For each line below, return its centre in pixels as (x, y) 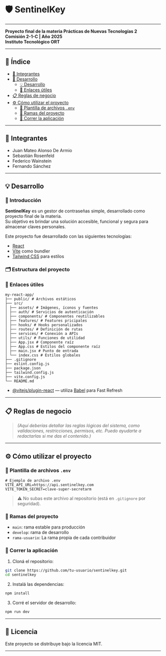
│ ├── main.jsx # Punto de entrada (42, 351)
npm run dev (17, 612)
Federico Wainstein (32, 161)
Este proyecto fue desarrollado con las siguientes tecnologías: (68, 236)
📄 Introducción (23, 200)
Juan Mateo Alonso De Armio (42, 150)
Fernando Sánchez (31, 166)
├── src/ (14, 304)
